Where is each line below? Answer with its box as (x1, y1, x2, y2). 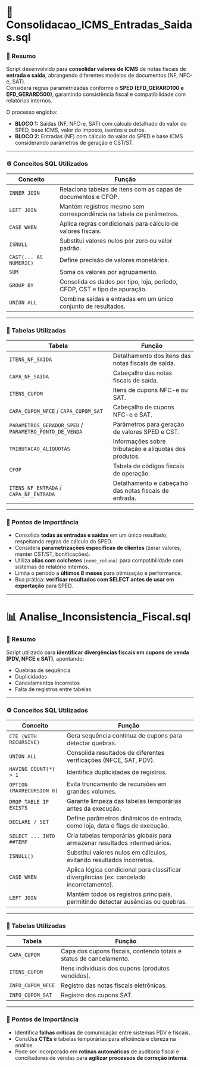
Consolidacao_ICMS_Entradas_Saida (6, 18, 192, 32)
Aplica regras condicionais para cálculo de (59, 219, 179, 228)
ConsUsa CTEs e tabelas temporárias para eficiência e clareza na (14, 1035, 176, 1042)
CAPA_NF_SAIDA (9, 374, 49, 380)
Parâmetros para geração (112, 420, 185, 428)
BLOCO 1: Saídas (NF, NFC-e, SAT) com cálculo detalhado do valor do (14, 120, 187, 127)
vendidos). (60, 972, 91, 980)
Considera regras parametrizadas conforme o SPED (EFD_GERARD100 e (6, 85, 184, 92)
